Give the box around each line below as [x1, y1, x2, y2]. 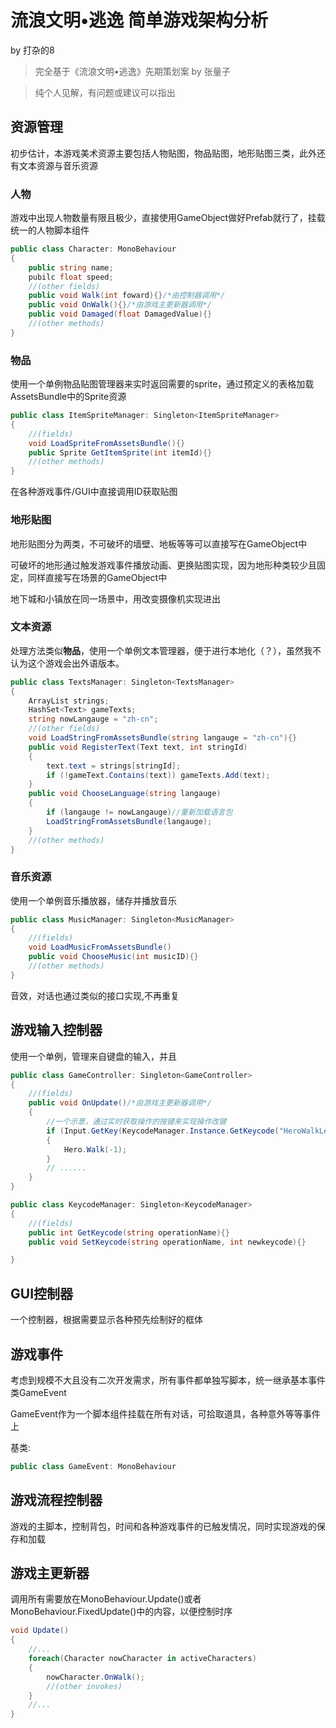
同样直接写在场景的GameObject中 [27, 571, 168, 583]
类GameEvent [10, 1386, 67, 1398]
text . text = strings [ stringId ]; [46, 761, 182, 771]
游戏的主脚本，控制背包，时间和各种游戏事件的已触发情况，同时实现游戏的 [10, 1520, 317, 1532]
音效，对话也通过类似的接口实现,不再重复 [10, 989, 180, 1001]
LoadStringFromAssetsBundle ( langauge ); [46, 816, 213, 826]
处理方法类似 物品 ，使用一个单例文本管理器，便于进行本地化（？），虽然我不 [10, 644, 322, 656]
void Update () [10, 1626, 70, 1636]
